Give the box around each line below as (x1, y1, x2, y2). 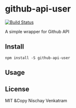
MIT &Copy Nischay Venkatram (5, 97, 68, 103)
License (5, 85, 30, 93)
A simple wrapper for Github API (5, 28, 70, 34)
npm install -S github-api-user (5, 55, 70, 60)
